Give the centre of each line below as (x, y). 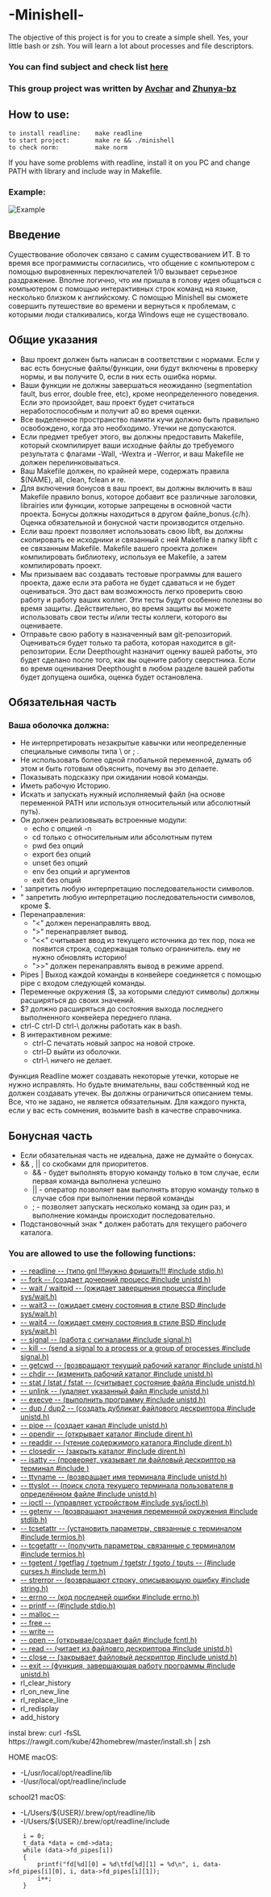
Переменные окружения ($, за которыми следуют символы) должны (140, 992)
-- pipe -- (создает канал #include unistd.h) (94, 1426)
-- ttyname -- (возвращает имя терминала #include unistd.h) (123, 1477)
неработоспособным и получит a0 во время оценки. (110, 410)
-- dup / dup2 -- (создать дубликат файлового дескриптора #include (138, 1408)
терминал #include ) (54, 1469)
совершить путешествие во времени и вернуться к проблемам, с (122, 305)
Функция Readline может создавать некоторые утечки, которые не (124, 1076)
